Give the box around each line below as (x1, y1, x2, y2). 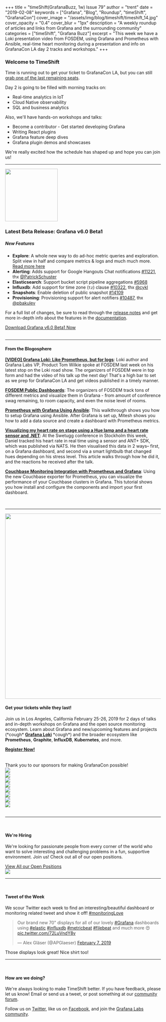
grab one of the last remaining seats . (5, 75, 80, 81)
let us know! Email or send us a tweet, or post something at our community (5, 991, 158, 997)
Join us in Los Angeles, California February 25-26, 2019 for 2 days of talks (5, 716, 157, 722)
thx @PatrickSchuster (12, 274, 57, 280)
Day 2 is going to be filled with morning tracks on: (5, 85, 107, 90)
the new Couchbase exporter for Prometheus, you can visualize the (5, 474, 142, 480)
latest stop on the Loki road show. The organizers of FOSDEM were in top (5, 367, 155, 373)
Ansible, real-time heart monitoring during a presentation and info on (5, 41, 145, 46)
